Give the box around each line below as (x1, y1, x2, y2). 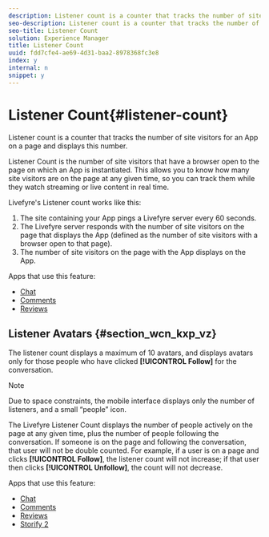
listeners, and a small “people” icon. (8, 405, 126, 414)
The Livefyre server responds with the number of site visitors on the (19, 221, 245, 231)
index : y (8, 57, 38, 65)
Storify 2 (19, 519, 49, 529)
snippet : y (8, 71, 45, 79)
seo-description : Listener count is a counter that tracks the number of (8, 19, 260, 27)
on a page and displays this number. (8, 141, 128, 151)
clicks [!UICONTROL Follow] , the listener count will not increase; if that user (8, 454, 259, 464)
